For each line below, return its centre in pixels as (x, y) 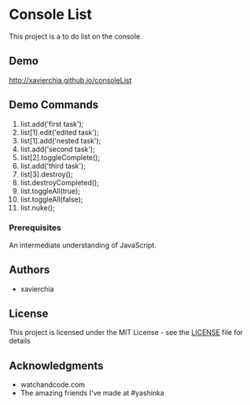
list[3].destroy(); (46, 174)
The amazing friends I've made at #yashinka (92, 393)
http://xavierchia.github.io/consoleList (70, 80)
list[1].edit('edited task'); (59, 132)
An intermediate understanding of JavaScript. (83, 245)
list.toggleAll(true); (50, 191)
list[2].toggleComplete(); (60, 157)
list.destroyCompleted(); (59, 182)
